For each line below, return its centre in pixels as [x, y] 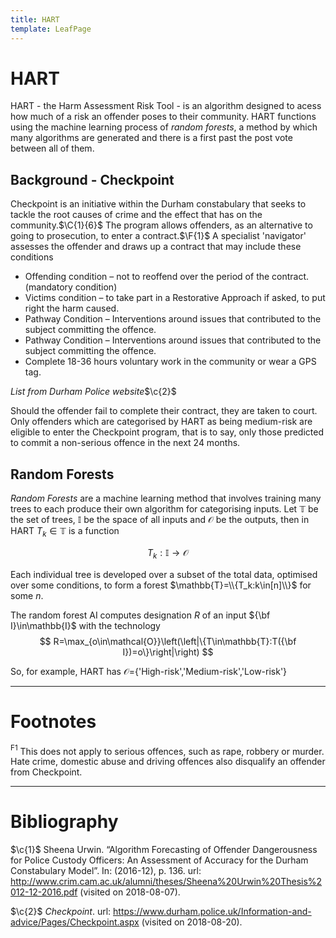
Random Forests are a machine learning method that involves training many [166, 498]
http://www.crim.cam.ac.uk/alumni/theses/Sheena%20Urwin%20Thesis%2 [166, 882]
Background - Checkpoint [92, 179]
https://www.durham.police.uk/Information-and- [212, 912]
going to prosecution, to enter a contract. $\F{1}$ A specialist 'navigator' [158, 236]
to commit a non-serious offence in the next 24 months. [125, 443]
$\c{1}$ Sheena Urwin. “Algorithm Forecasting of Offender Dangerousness [164, 850]
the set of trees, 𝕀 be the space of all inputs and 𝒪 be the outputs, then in [160, 520]
